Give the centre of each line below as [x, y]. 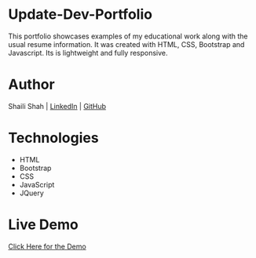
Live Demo [43, 224]
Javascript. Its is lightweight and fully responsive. [88, 53]
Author [31, 85]
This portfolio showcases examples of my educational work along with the [128, 36]
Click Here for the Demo [47, 246]
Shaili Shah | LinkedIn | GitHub [57, 106]
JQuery [32, 193]
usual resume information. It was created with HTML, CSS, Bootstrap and [126, 44]
